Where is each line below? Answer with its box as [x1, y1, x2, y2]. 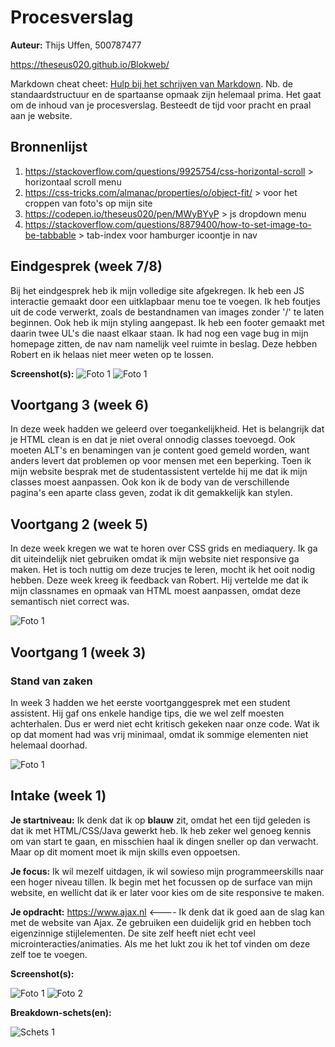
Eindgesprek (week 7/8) [10, 258, 163, 275]
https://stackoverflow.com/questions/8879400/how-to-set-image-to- [24, 218, 312, 230]
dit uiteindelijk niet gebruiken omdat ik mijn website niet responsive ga [10, 553, 300, 565]
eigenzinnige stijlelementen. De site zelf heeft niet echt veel [10, 927, 256, 939]
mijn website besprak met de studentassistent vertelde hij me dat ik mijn [10, 466, 308, 478]
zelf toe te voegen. [10, 948, 88, 960]
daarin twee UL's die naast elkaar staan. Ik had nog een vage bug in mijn [10, 327, 309, 339]
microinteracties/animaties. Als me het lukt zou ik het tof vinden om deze [10, 937, 311, 950]
